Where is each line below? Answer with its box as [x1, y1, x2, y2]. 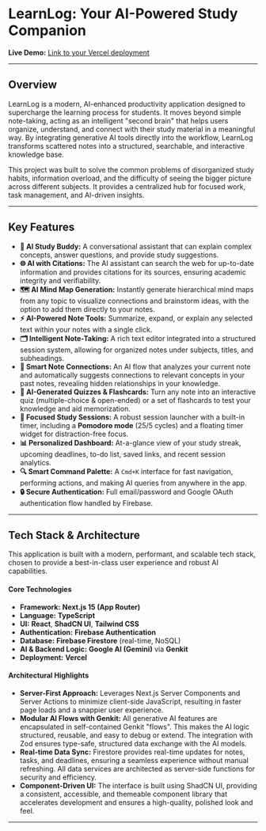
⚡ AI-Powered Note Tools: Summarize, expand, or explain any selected [19, 313, 253, 323]
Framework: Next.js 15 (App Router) [19, 602, 141, 612]
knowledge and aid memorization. [19, 404, 131, 413]
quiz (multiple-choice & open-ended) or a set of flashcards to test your [19, 395, 252, 404]
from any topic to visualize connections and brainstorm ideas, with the [19, 296, 249, 305]
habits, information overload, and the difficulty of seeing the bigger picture [8, 173, 252, 183]
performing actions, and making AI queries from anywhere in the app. [19, 478, 247, 488]
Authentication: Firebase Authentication [19, 627, 157, 637]
